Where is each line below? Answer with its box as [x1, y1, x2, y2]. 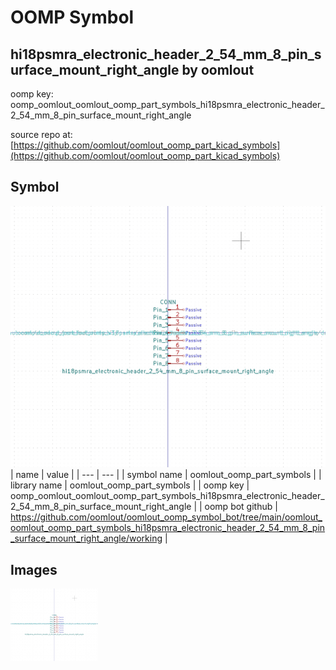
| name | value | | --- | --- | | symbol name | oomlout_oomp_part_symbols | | [10, 469, 322, 481]
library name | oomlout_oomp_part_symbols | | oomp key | [10, 479, 250, 491]
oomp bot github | [204, 501, 278, 513]
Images [10, 561, 58, 578]
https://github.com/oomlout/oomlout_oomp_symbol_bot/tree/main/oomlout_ [10, 511, 323, 523]
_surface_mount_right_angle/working [10, 532, 163, 545]
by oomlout [181, 61, 255, 78]
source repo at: [10, 129, 73, 140]
